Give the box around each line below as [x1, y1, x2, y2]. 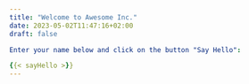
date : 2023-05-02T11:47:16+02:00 [9, 21, 134, 30]
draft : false [9, 29, 58, 38]
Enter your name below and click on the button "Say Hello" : [9, 45, 242, 54]
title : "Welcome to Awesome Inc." [9, 12, 138, 22]
